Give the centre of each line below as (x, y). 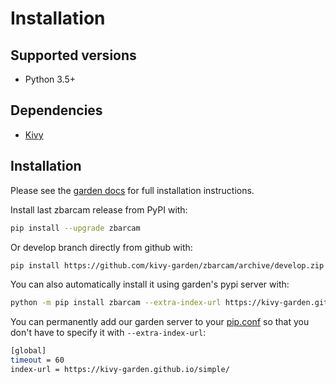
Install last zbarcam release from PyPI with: (99, 209)
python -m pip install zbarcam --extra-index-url (116, 303)
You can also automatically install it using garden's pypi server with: (150, 284)
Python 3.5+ (50, 79)
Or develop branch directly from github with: (101, 247)
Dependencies (56, 110)
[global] (28, 351)
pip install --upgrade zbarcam (75, 228)
